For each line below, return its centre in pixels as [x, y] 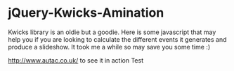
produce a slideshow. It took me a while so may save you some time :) [109, 47]
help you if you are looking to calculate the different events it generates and [117, 39]
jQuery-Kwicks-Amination [86, 13]
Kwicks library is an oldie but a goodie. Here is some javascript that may [112, 32]
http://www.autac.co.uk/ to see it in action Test [76, 60]
